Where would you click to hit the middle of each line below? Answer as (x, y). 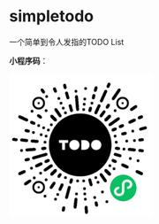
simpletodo (52, 16)
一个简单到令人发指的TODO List (67, 42)
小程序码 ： (29, 60)
